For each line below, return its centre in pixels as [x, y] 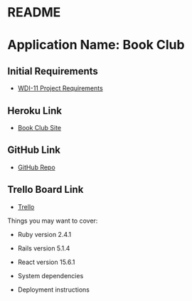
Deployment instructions [54, 290]
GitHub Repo [36, 167]
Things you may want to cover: [53, 221]
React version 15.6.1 [46, 262]
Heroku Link [35, 111]
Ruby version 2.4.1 [44, 234]
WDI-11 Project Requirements [60, 88]
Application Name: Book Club [96, 45]
